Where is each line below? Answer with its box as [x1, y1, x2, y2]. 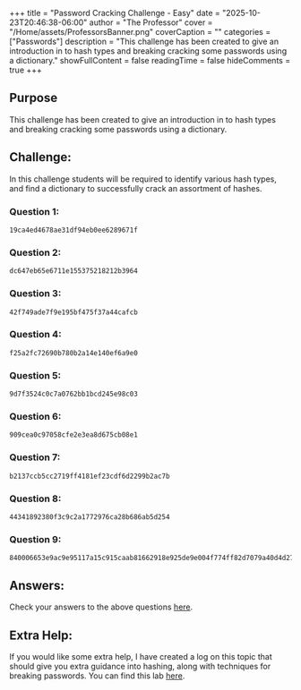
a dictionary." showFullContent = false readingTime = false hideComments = [9, 55, 291, 65]
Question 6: [9, 411, 62, 423]
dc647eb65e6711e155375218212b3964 [9, 267, 139, 276]
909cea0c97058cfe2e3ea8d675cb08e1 [9, 430, 139, 439]
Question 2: [9, 246, 62, 259]
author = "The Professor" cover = [89, 17, 213, 28]
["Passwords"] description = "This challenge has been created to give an [9, 36, 279, 47]
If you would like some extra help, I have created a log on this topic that [9, 651, 273, 661]
